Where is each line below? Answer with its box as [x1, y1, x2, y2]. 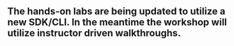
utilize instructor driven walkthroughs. [7, 27, 182, 39]
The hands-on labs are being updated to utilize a [7, 6, 225, 17]
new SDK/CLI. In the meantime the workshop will [7, 17, 228, 29]
